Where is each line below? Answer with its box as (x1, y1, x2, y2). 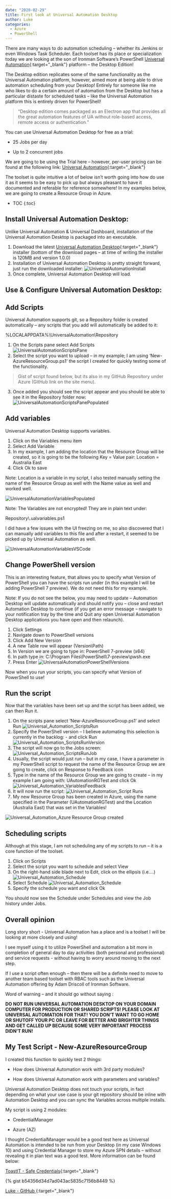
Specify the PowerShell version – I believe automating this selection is (12, 729, 160, 735)
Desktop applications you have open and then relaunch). (5, 616, 124, 622)
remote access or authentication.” (17, 119, 89, 125)
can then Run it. (5, 708, 38, 714)
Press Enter (12, 659, 37, 665)
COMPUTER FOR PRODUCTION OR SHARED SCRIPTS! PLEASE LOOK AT (5, 1006, 160, 1013)
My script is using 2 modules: (5, 1107, 67, 1113)
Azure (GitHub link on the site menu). (17, 379, 96, 385)
